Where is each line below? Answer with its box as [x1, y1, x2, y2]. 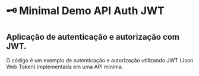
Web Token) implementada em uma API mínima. [6, 63, 124, 70]
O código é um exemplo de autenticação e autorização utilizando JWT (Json [6, 57, 194, 64]
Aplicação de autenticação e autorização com [6, 31, 180, 42]
